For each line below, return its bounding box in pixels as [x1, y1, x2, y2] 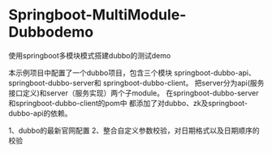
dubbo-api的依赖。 [8, 108, 72, 118]
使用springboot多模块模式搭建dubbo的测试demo [8, 50, 171, 60]
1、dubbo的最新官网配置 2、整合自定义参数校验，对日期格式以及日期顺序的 [8, 125, 260, 135]
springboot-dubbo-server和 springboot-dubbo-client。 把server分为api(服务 [8, 78, 265, 87]
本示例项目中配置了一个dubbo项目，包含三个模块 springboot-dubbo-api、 [8, 67, 256, 78]
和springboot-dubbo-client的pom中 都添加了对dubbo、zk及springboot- [8, 98, 248, 108]
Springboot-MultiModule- [8, 6, 187, 24]
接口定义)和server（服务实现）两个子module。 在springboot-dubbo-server [8, 87, 259, 98]
